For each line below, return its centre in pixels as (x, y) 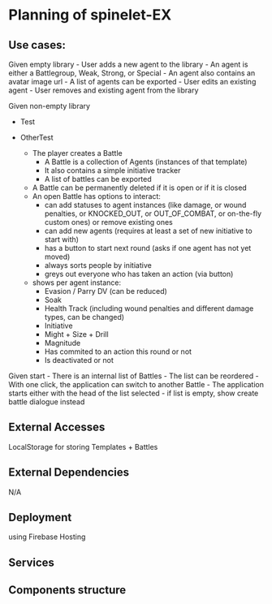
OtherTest (37, 137)
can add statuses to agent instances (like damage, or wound (145, 205)
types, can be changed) (84, 317)
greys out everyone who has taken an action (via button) (139, 274)
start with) (62, 239)
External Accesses (57, 427)
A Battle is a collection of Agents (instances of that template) (146, 162)
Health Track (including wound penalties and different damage (149, 308)
